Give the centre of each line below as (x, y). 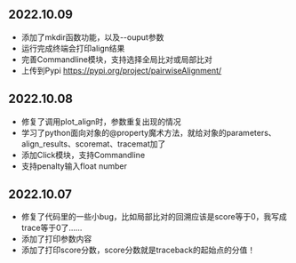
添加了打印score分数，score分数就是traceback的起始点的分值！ (138, 250)
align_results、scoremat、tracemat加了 (93, 143)
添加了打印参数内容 (56, 239)
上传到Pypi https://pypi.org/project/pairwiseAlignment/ (121, 70)
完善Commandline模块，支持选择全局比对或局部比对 (116, 59)
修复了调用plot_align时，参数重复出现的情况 (101, 121)
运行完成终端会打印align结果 (73, 48)
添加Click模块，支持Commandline (83, 155)
